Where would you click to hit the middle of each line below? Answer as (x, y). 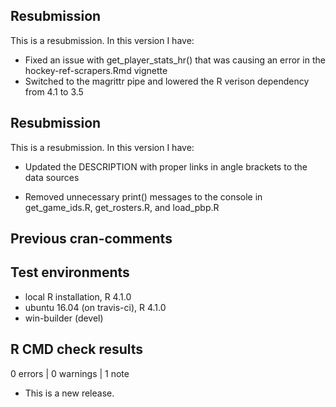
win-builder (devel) (64, 318)
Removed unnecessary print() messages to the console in (143, 196)
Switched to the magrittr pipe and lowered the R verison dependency (167, 81)
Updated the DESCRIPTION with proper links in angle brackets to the (166, 166)
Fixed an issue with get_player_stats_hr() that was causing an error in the (175, 60)
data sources (52, 177)
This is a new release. (69, 393)
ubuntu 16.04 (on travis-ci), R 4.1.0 (95, 307)
